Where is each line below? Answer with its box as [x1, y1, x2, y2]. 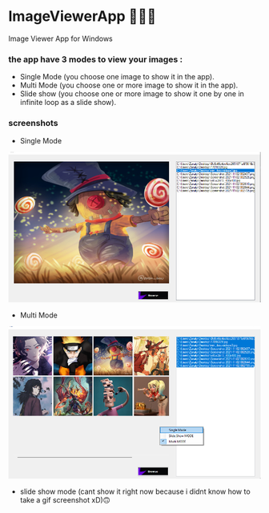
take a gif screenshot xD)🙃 [19, 495, 110, 504]
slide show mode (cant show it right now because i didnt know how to [19, 487, 251, 496]
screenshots [8, 118, 58, 129]
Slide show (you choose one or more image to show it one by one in [19, 89, 244, 99]
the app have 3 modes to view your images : [8, 54, 183, 65]
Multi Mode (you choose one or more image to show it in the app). [19, 80, 239, 91]
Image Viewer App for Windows [8, 34, 114, 43]
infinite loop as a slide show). [19, 98, 117, 107]
